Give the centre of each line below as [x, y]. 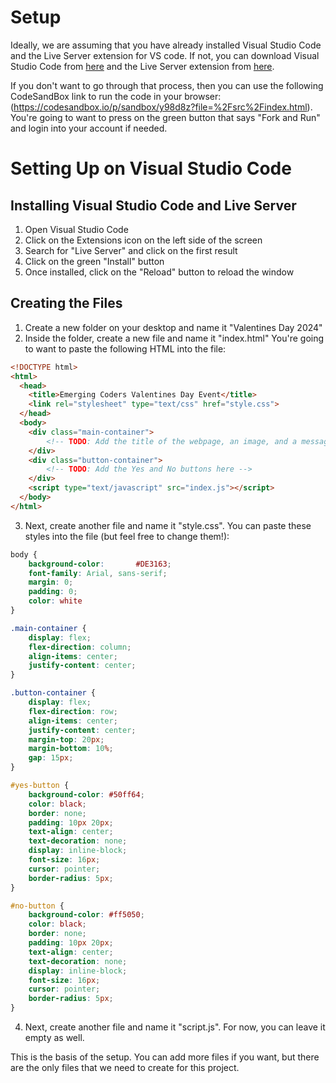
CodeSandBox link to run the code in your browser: [116, 96]
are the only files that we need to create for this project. [125, 1067]
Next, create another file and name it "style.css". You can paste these [168, 525]
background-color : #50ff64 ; [86, 794]
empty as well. [54, 1037]
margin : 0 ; [51, 582]
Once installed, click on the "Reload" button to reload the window [159, 272]
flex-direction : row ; [73, 711]
